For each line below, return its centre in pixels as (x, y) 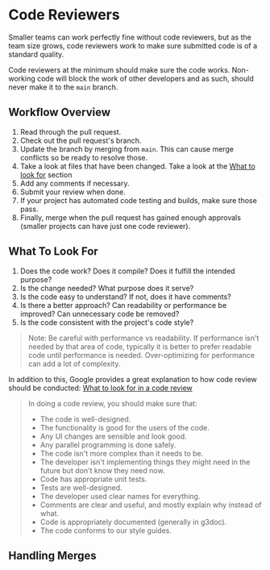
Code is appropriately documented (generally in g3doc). (133, 522)
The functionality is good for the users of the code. (125, 427)
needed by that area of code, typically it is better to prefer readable (140, 346)
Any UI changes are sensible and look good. (113, 436)
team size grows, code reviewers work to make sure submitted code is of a (133, 45)
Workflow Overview (60, 112)
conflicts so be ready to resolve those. (83, 157)
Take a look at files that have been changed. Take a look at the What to (137, 166)
